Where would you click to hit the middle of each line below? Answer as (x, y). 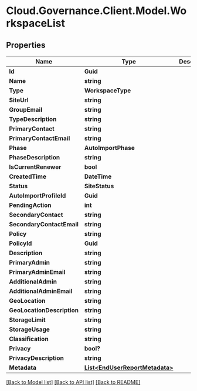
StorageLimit (27, 320)
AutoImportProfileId (38, 195)
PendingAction (30, 205)
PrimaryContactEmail (40, 138)
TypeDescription (33, 119)
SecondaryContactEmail (44, 224)
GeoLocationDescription (44, 310)
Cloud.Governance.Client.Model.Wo (96, 11)
